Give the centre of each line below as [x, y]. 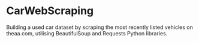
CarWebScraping [50, 11]
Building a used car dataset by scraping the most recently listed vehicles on [99, 27]
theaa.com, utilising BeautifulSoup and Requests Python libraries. [87, 33]
